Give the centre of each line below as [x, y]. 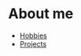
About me [41, 14]
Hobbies [33, 35]
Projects [33, 43]
